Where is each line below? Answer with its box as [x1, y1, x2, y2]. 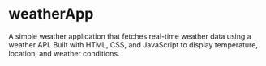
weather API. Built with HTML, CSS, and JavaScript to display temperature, [8, 39, 258, 49]
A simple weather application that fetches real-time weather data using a [8, 31, 251, 41]
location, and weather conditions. [8, 48, 120, 58]
